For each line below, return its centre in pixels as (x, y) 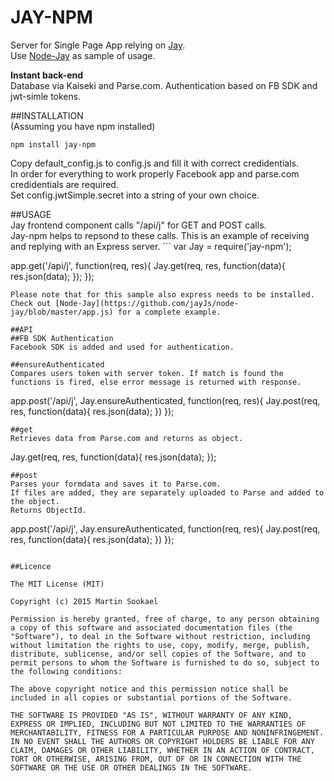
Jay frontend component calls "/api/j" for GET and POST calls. (138, 225)
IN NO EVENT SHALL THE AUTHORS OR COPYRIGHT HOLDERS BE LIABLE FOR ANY (162, 741)
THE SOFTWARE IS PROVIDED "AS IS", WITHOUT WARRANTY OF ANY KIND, (151, 715)
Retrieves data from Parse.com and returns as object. (127, 438)
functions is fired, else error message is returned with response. (156, 382)
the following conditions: (66, 671)
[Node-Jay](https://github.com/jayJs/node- (147, 303)
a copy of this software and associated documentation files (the (151, 627)
